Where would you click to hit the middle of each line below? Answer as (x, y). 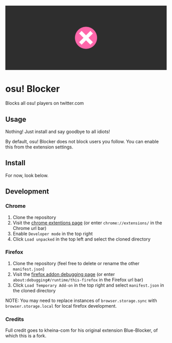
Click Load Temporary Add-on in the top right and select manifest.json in (88, 285)
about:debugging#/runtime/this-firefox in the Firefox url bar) (78, 280)
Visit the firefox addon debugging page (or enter (64, 274)
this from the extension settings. (39, 147)
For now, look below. (27, 175)
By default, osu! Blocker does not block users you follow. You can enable (82, 142)
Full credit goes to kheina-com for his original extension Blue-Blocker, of (82, 330)
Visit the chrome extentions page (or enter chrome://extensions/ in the (87, 223)
